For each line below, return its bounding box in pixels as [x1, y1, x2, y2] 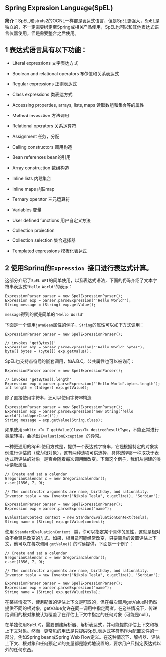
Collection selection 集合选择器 [12, 237, 76, 243]
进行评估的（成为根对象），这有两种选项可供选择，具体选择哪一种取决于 [9, 450, 155, 456]
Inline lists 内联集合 [12, 175, 51, 181]
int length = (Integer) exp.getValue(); [5, 386, 90, 390]
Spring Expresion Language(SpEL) [5, 4, 113, 12]
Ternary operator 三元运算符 [12, 196, 70, 202]
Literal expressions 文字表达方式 [12, 60, 78, 66]
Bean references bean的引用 [12, 154, 71, 160]
